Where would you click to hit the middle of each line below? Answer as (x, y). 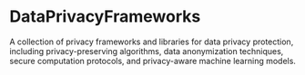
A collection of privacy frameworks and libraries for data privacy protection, (152, 42)
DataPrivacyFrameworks (105, 17)
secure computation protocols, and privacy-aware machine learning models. (152, 61)
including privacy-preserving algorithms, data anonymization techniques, (147, 51)
